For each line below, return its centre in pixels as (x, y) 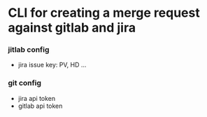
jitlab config (29, 50)
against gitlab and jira (72, 28)
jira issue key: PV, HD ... (52, 65)
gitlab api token (40, 106)
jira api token (37, 98)
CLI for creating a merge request (104, 13)
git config (24, 83)
